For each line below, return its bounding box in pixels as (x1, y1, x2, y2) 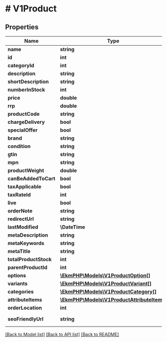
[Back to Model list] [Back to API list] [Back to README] (5, 332, 119, 337)
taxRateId (7, 191, 31, 198)
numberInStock (7, 86, 46, 93)
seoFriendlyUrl (7, 316, 44, 322)
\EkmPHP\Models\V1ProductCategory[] (60, 288, 157, 295)
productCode (7, 110, 40, 117)
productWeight (7, 167, 44, 174)
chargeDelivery (7, 119, 45, 125)
